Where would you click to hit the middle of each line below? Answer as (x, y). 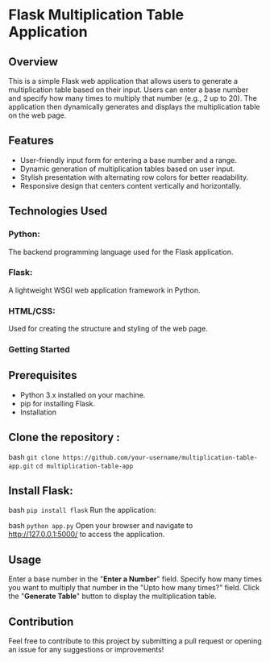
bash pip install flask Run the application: (82, 510)
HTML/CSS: (32, 310)
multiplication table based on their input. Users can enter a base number (129, 90)
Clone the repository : (64, 437)
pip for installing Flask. (57, 403)
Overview (33, 62)
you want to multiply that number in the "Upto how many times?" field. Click (134, 588)
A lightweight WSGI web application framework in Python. (104, 290)
